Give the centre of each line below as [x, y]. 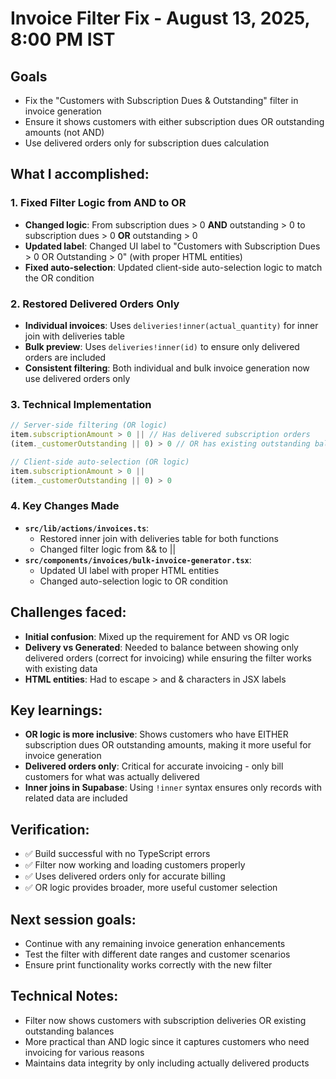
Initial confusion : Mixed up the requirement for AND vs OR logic [157, 636]
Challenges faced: [68, 612]
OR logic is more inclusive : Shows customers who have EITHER [156, 734]
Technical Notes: [64, 996]
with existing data [61, 668]
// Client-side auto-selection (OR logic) [100, 462]
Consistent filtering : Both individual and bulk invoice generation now [167, 368]
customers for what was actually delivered [112, 777]
